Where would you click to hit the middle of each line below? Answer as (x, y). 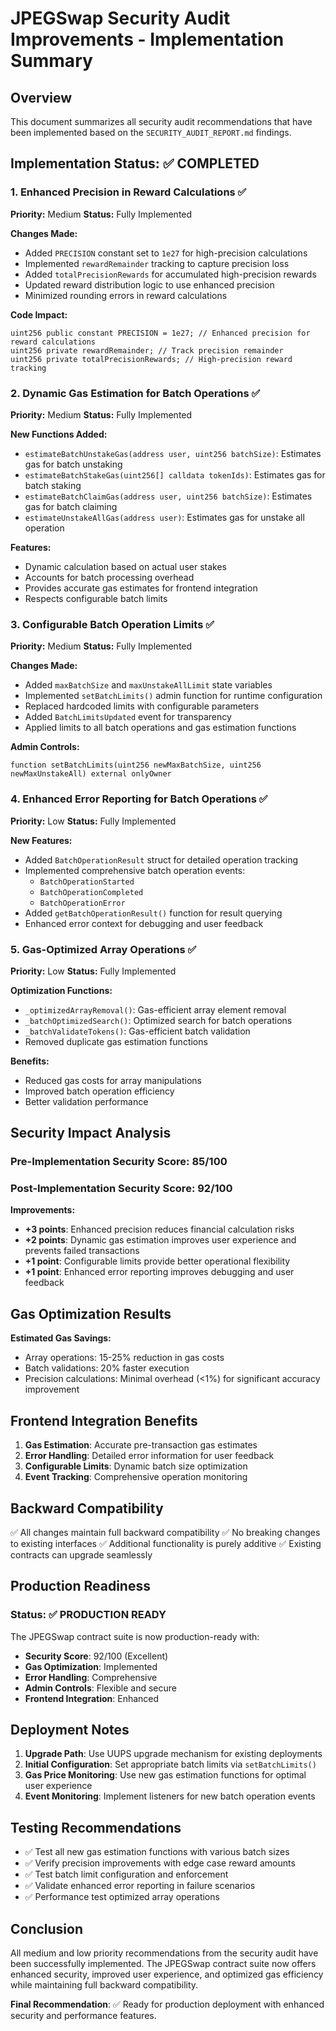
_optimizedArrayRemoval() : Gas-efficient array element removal (155, 1009)
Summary (51, 61)
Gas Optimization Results (91, 1313)
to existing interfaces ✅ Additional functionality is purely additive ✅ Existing (166, 1543)
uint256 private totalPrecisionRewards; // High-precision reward (151, 359)
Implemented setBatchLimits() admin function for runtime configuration (173, 696)
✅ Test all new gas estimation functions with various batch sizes (157, 1852)
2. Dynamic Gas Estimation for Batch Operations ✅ (135, 393)
